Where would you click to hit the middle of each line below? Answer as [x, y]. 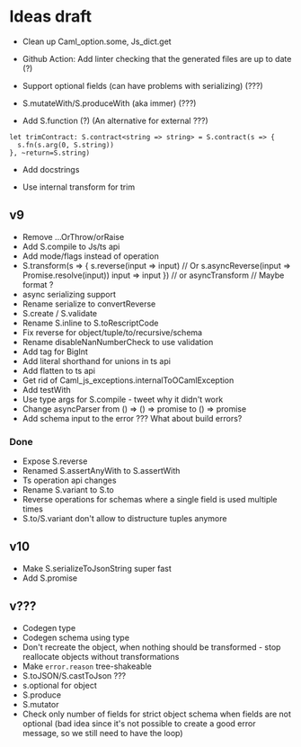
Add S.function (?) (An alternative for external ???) [115, 120]
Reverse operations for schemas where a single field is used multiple [150, 500]
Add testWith [47, 389]
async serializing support [69, 294]
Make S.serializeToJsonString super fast [97, 568]
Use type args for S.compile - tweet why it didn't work [123, 399]
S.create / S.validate [60, 313]
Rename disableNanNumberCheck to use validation [118, 342]
